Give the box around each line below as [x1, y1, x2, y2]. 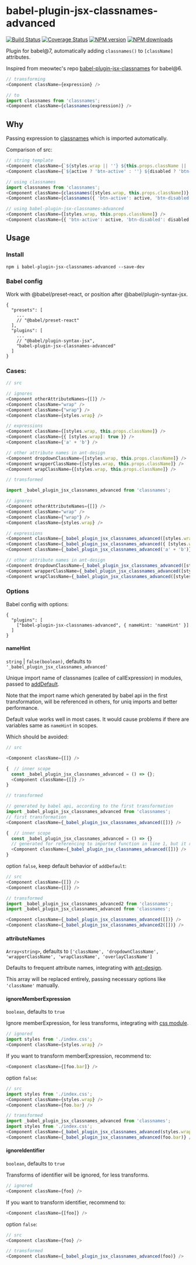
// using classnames [6, 179, 57, 185]
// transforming [6, 76, 45, 82]
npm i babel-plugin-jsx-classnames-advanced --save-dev [6, 264, 145, 270]
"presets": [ [11, 307, 43, 313]
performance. [6, 705, 39, 712]
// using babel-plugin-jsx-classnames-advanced [6, 206, 124, 212]
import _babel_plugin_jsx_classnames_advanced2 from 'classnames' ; [6, 901, 174, 907]
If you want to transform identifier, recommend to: [6, 1199, 126, 1206]
